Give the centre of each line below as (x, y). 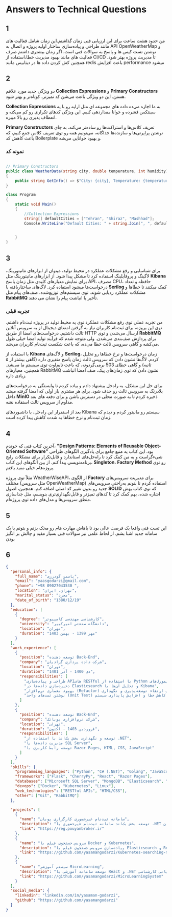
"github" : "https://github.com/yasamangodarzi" (66, 900)
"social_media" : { (30, 891)
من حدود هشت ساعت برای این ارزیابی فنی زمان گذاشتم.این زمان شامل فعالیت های (85, 41)
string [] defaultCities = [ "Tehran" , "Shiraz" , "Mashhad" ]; (89, 218)
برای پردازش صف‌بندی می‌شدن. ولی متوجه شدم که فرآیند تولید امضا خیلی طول (81, 338)
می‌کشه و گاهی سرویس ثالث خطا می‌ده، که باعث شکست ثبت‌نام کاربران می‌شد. (83, 344)
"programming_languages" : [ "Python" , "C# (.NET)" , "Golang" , (81, 772)
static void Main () (36, 204)
